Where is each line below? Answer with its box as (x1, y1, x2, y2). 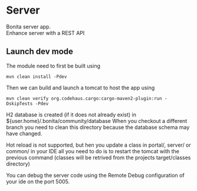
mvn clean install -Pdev (6, 73, 67, 80)
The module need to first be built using (6, 62, 100, 69)
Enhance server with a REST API (6, 29, 85, 36)
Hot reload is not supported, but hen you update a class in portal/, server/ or (6, 141, 192, 148)
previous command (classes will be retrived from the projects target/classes (6, 154, 191, 161)
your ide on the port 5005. (6, 178, 70, 185)
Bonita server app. (6, 23, 51, 30)
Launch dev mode (6, 47, 74, 57)
